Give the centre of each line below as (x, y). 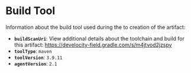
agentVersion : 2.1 (35, 64)
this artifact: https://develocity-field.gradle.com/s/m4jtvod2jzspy (93, 45)
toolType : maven (33, 51)
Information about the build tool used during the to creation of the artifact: (96, 27)
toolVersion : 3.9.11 (38, 57)
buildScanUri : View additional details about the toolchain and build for (99, 38)
